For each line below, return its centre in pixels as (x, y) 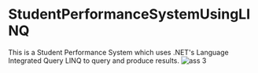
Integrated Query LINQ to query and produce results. (94, 61)
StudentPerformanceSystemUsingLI (129, 14)
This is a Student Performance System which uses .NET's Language (119, 52)
